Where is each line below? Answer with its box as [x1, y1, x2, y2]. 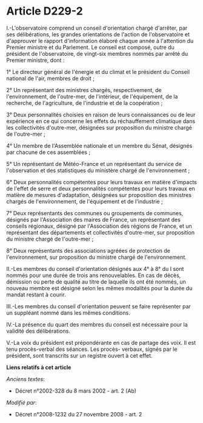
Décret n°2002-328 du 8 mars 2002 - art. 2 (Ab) [15, 387, 137, 395]
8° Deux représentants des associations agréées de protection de [6, 247, 171, 254]
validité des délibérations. [6, 327, 71, 335]
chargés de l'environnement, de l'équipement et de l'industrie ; [6, 198, 164, 205]
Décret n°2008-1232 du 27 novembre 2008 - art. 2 [15, 410, 142, 418]
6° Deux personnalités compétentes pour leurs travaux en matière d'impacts [6, 178, 197, 185]
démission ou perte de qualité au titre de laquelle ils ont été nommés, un [6, 278, 187, 285]
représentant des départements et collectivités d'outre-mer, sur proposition [6, 228, 195, 236]
